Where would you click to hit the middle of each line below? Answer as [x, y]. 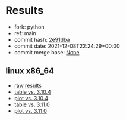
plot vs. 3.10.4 [31, 98]
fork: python [29, 27]
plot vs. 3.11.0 [30, 110]
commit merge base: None [47, 52]
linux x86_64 [30, 71]
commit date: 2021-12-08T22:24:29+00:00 [67, 46]
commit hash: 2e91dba [42, 39]
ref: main [25, 33]
